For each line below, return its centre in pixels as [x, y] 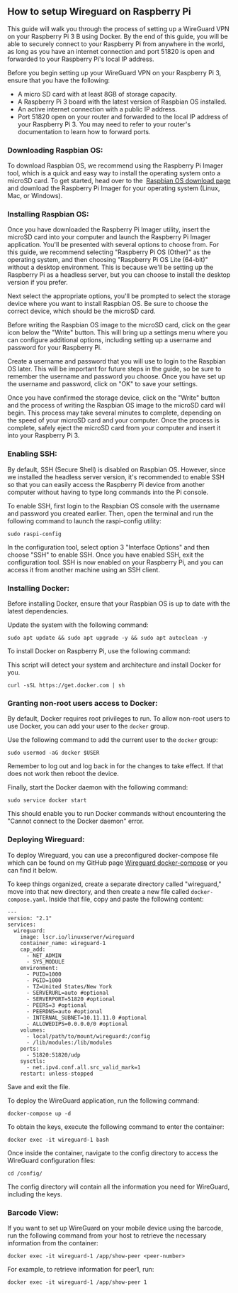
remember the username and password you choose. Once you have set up [117, 376]
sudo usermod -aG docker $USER [53, 753]
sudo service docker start [47, 801]
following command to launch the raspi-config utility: [84, 520]
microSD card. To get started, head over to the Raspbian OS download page [119, 181]
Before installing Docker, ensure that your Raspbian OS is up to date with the [119, 604]
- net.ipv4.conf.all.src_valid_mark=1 [83, 1067]
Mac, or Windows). [35, 196]
